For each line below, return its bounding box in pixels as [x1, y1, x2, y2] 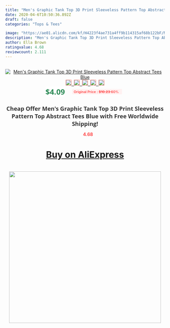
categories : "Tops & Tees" [5, 21, 62, 27]
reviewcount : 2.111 [5, 49, 47, 55]
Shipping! [71, 119, 99, 128]
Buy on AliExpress [46, 149, 124, 161]
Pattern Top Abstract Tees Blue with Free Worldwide [11, 112, 159, 120]
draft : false [5, 17, 33, 22]
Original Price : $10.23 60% [73, 89, 119, 94]
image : [5, 31, 19, 36]
